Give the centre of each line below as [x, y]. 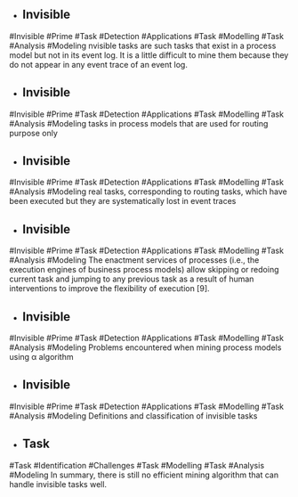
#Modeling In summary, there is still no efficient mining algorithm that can [144, 475]
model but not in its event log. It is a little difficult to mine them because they [149, 55]
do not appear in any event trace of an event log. [99, 64]
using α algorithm [41, 357]
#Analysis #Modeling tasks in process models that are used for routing [139, 123]
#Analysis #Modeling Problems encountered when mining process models [145, 347]
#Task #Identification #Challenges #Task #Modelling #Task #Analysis [137, 465]
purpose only [33, 133]
